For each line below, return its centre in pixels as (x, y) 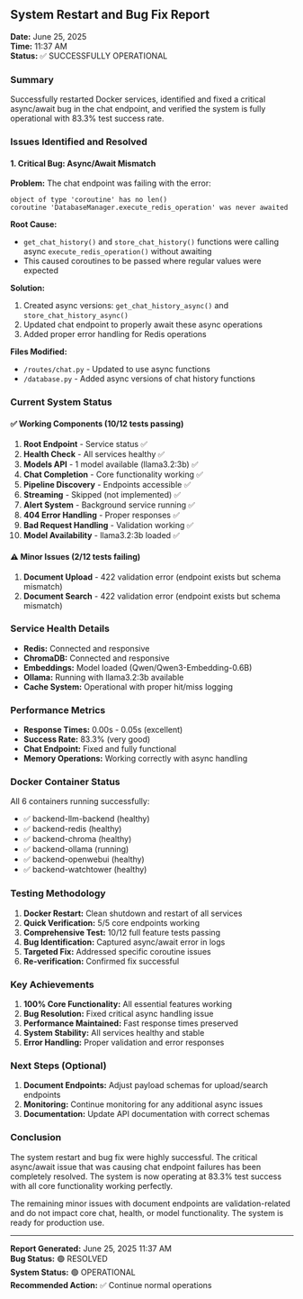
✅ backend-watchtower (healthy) (85, 870)
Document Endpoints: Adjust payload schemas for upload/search (146, 1085)
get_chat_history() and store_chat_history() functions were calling (151, 242)
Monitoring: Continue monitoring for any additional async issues (143, 1104)
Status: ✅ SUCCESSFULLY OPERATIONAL (89, 55)
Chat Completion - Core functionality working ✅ (113, 475)
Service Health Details (60, 628)
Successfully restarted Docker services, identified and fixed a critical (138, 99)
